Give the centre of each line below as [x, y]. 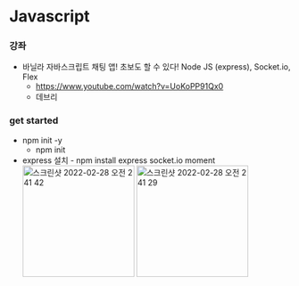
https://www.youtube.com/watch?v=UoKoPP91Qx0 [129, 86]
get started [34, 120]
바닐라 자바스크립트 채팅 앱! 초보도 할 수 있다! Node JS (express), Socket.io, [157, 67]
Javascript [50, 16]
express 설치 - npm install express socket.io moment [119, 160]
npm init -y [42, 140]
